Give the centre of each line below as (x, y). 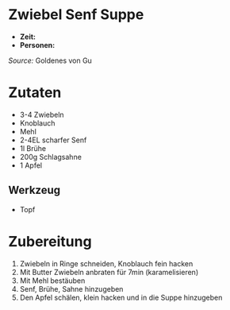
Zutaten (35, 93)
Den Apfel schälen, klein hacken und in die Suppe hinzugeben (121, 297)
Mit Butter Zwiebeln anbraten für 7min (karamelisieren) (109, 272)
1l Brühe (33, 148)
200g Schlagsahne (50, 157)
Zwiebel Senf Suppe (76, 15)
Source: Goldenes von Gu (50, 60)
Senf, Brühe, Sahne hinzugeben (71, 289)
